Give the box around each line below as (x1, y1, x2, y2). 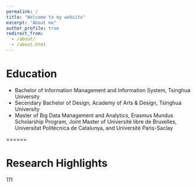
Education (6, 67, 57, 80)
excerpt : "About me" (6, 20, 57, 25)
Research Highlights (6, 157, 108, 170)
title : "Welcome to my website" (6, 14, 86, 20)
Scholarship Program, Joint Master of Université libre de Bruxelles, (14, 118, 177, 125)
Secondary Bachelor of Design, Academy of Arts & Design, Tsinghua (14, 99, 182, 106)
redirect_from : (6, 31, 44, 37)
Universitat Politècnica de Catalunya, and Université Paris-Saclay (14, 124, 173, 131)
